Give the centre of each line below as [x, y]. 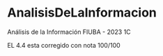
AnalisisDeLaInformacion [82, 13]
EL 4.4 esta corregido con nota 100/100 [64, 45]
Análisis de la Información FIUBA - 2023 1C [69, 32]
